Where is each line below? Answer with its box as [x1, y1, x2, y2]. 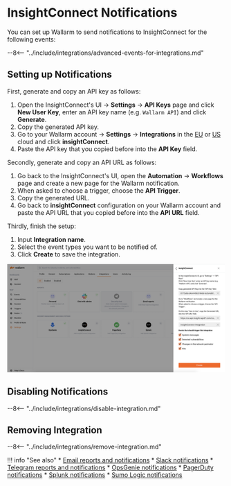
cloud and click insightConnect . [17, 137, 110, 146]
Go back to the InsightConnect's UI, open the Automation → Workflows [17, 171, 223, 180]
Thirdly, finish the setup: [7, 222, 76, 230]
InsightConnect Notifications [7, 5, 178, 21]
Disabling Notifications [7, 386, 109, 398]
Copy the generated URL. [17, 193, 90, 202]
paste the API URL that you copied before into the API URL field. [17, 208, 200, 216]
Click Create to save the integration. [17, 250, 121, 258]
